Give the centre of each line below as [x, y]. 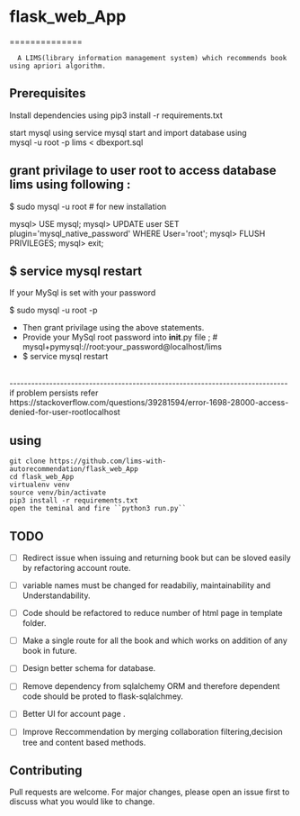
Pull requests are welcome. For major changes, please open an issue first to [150, 792]
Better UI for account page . [74, 714]
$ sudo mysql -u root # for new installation [88, 206]
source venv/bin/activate [57, 493]
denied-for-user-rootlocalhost [65, 413]
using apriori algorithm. [57, 66]
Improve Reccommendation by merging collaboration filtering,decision [152, 732]
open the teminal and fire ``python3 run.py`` [98, 509]
